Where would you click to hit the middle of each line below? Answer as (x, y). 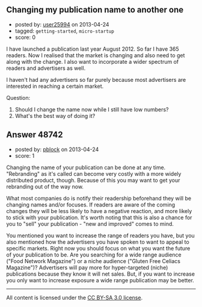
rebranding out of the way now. (45, 187)
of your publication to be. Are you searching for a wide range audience (94, 255)
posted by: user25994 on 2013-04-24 (62, 24)
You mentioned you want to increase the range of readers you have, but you (101, 235)
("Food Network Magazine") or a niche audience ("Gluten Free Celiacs (93, 261)
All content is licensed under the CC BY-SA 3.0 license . (75, 297)
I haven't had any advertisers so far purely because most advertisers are (96, 79)
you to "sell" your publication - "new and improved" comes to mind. (90, 224)
